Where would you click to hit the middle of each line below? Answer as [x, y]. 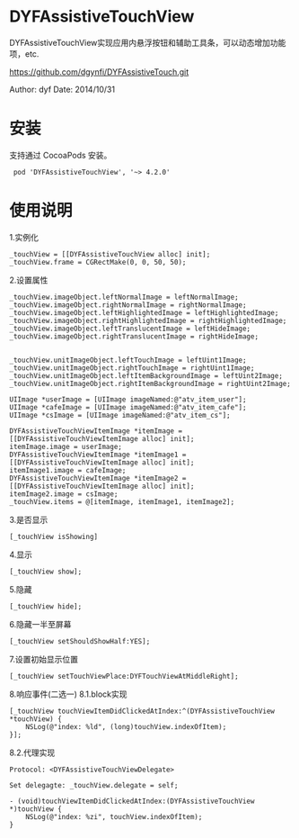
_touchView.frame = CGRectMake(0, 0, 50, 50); [98, 262]
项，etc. [24, 54]
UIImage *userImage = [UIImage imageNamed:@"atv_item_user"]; [128, 399]
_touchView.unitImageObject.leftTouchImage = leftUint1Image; [128, 360]
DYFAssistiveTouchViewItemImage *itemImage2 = [98, 478]
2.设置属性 [29, 280]
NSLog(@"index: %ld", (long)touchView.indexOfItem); [126, 726]
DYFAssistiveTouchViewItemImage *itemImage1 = [98, 455]
